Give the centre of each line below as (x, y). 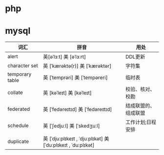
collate (15, 92)
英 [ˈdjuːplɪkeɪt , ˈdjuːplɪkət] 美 (76, 139)
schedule (18, 126)
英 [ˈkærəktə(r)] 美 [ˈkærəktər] (77, 66)
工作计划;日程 (141, 122)
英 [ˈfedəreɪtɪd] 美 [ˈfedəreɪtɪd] (78, 110)
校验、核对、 (140, 89)
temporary (20, 74)
